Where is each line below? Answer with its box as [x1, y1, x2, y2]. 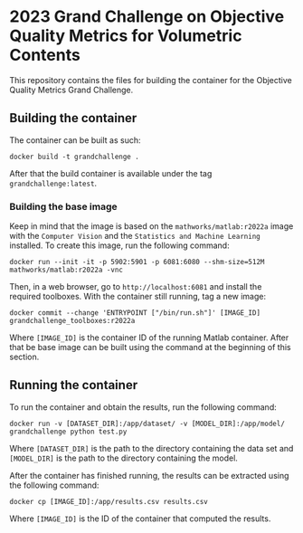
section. [9, 351, 40, 363]
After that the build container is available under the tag [9, 167, 213, 178]
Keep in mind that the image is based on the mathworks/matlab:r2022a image [9, 221, 294, 232]
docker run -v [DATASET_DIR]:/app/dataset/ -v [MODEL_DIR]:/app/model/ [9, 419, 285, 428]
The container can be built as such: [9, 134, 142, 146]
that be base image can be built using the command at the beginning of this [9, 342, 291, 353]
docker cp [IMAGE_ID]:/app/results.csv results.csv [9, 497, 208, 506]
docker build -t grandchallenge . [9, 152, 140, 161]
